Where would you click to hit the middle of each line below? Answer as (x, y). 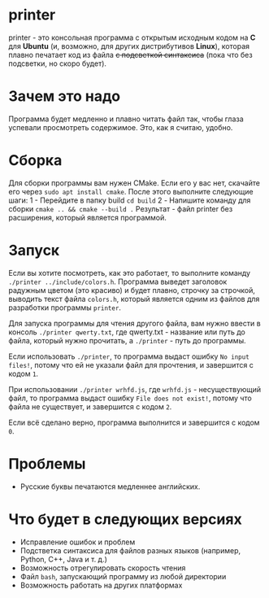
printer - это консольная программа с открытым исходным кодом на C (132, 37)
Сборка (35, 161)
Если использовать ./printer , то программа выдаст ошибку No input (129, 356)
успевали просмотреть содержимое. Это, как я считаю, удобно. (121, 127)
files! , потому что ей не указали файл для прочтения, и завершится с (131, 364)
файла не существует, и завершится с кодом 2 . (90, 406)
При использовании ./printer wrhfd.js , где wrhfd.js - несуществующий (135, 389)
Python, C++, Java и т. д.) (64, 559)
